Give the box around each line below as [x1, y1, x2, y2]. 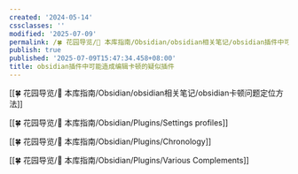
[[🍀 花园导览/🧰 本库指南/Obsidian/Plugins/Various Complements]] [9, 155, 250, 165]
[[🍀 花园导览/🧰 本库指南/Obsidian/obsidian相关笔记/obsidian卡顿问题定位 [9, 87, 277, 98]
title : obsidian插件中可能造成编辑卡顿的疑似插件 [9, 63, 175, 72]
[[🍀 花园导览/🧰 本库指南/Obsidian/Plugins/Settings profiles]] [9, 117, 229, 128]
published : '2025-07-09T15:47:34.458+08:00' [9, 54, 176, 63]
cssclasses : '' [9, 21, 66, 30]
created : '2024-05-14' [9, 12, 93, 22]
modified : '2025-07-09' [9, 29, 98, 38]
